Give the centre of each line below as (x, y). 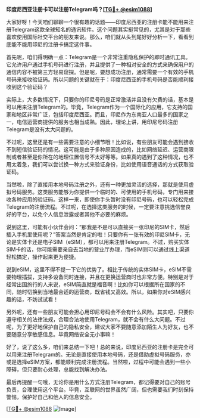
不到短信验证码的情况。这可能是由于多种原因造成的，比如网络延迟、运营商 (97, 149)
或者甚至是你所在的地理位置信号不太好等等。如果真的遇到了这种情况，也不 (102, 157)
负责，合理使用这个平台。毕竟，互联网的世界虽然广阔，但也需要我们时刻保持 (100, 389)
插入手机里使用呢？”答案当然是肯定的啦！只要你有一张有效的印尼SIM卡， (96, 234)
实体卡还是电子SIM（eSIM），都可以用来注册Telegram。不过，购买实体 (103, 242)
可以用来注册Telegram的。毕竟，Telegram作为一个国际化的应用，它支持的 (97, 107)
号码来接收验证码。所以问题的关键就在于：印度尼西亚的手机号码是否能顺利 (97, 79)
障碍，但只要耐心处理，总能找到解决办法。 (58, 369)
